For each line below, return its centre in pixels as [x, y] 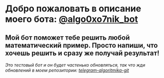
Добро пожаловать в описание [73, 9]
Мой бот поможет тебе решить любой [68, 38]
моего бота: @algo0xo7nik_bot [72, 19]
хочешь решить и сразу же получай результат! [82, 53]
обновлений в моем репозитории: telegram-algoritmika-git [67, 70]
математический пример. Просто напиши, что [82, 45]
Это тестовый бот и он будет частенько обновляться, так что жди [75, 65]
